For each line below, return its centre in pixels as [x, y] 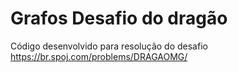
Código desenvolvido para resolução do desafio [109, 46]
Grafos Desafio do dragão [119, 18]
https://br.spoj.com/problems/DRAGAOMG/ [99, 56]
